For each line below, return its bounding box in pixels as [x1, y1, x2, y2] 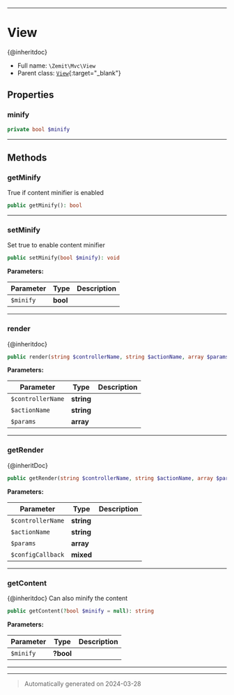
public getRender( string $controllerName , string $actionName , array [7, 474, 214, 482]
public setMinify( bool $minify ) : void [7, 254, 120, 262]
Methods [7, 152, 47, 163]
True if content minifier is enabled [7, 189, 104, 197]
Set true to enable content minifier [7, 241, 106, 249]
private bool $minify [7, 126, 70, 133]
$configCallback [10, 550, 65, 559]
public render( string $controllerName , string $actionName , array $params [7, 353, 229, 360]
